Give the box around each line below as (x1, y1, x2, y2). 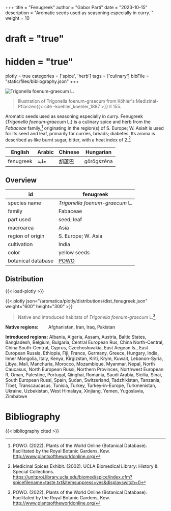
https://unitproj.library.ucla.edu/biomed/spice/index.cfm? (12, 474, 132, 480)
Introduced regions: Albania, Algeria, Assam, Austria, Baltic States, (5, 334, 147, 340)
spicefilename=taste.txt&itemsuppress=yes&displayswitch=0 (12, 479, 141, 485)
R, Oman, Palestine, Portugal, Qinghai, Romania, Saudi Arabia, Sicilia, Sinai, (5, 371, 162, 378)
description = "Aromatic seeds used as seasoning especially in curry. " (5, 10, 154, 16)
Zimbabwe (5, 393, 27, 399)
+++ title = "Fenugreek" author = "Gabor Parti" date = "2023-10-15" (5, 5, 148, 10)
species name (8, 199, 42, 206)
